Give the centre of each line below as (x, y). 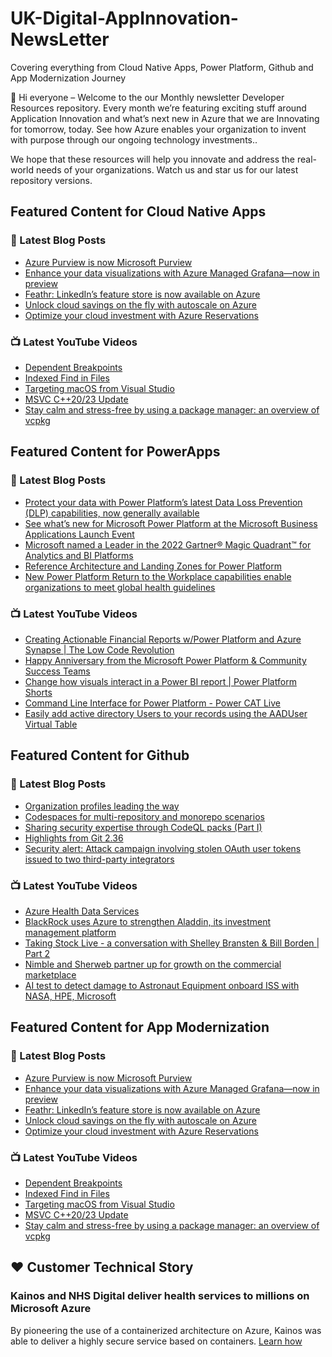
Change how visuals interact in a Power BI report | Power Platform (160, 681)
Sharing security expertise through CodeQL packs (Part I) (143, 827)
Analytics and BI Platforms (79, 555)
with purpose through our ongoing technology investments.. (134, 139)
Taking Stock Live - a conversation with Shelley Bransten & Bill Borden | (172, 943)
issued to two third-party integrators (99, 859)
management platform (70, 932)
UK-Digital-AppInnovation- (124, 18)
